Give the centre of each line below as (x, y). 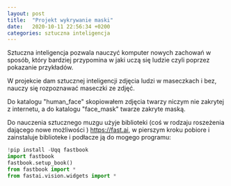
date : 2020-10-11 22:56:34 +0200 (59, 26)
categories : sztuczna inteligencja (59, 33)
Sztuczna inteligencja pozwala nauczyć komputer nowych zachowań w (109, 53)
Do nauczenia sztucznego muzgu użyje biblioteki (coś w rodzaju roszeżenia (116, 123)
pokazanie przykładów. (40, 67)
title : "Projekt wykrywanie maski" (60, 20)
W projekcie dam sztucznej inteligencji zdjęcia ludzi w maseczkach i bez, (112, 81)
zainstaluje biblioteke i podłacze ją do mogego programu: (89, 137)
